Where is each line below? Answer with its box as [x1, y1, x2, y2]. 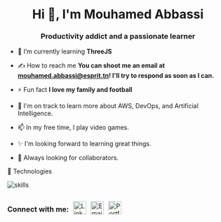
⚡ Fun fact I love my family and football [17, 86, 133, 94]
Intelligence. [17, 109, 53, 118]
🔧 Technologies [7, 167, 53, 176]
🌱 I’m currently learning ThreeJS [17, 47, 112, 55]
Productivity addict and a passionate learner [40, 32, 196, 41]
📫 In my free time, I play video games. [17, 123, 130, 132]
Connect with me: [7, 204, 69, 214]
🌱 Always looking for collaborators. [17, 154, 119, 162]
